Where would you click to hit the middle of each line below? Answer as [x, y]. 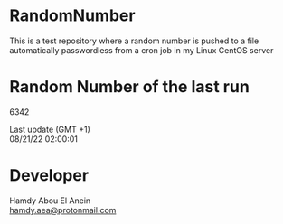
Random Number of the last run [130, 87]
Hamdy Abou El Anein [50, 201]
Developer [49, 176]
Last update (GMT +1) [50, 129]
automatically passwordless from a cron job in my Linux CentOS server [141, 50]
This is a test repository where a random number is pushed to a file [134, 41]
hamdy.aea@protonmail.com [63, 210]
